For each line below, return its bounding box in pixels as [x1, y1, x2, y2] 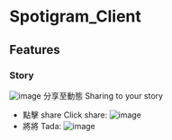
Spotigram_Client [9, 6, 141, 27]
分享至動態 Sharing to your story [43, 90, 164, 101]
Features [9, 42, 60, 57]
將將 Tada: [22, 120, 62, 131]
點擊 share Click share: [22, 109, 108, 120]
